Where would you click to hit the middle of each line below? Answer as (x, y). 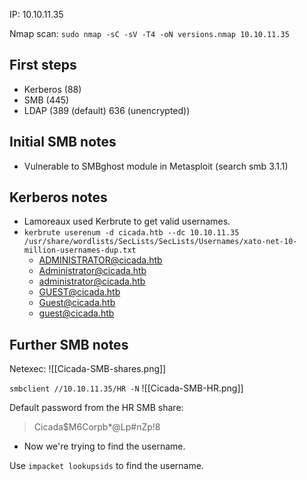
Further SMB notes (69, 344)
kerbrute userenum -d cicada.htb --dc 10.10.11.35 (131, 233)
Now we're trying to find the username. (104, 446)
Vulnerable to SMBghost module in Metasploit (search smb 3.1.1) (156, 166)
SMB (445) (46, 100)
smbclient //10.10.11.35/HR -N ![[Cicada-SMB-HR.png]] (126, 388)
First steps (43, 65)
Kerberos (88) (52, 89)
